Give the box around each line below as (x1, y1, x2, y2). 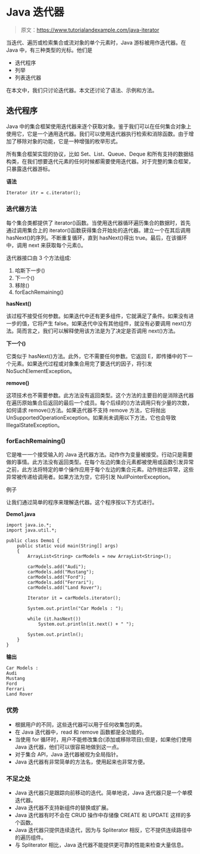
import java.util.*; (6, 527, 58, 533)
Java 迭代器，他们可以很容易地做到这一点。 (14, 743, 123, 750)
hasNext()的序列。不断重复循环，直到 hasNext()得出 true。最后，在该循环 (6, 234, 187, 241)
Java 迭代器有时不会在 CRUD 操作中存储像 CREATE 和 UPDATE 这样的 (14, 811, 186, 818)
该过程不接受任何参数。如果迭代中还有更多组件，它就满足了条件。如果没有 (6, 312, 189, 319)
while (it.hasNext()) (27, 616, 82, 622)
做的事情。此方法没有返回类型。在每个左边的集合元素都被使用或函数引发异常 (6, 458, 194, 465)
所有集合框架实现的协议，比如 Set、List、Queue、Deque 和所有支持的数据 (6, 150, 189, 157)
